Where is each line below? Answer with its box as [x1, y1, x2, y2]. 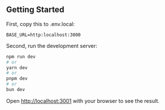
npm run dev [6, 53, 36, 60]
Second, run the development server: [6, 42, 97, 49]
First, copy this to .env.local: [6, 20, 75, 27]
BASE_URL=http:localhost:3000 [6, 32, 81, 38]
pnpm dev [6, 76, 28, 82]
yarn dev [6, 64, 28, 70]
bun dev [6, 87, 26, 93]
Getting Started [6, 5, 65, 15]
